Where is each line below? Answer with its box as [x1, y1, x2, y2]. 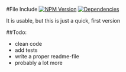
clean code [14, 40, 43, 47]
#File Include [6, 6, 38, 12]
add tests [14, 46, 38, 54]
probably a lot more [14, 60, 63, 66]
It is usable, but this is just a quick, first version [6, 17, 120, 24]
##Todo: [6, 29, 27, 36]
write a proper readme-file [14, 53, 80, 60]
